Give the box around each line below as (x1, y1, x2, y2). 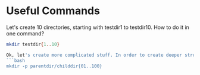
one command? (6, 30, 45, 37)
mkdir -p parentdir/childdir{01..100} (6, 63, 102, 69)
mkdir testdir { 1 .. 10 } (6, 41, 60, 47)
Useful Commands (6, 4, 100, 18)
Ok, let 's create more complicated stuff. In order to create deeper (6, 52, 183, 58)
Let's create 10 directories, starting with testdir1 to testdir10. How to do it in (6, 24, 189, 31)
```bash (6, 57, 26, 63)
